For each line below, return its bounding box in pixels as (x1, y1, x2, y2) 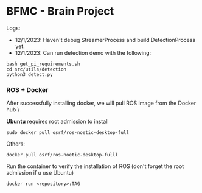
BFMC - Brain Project (6, 4, 114, 18)
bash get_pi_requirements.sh (6, 61, 80, 67)
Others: (6, 140, 26, 147)
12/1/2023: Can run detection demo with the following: (15, 49, 151, 56)
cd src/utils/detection (6, 66, 67, 72)
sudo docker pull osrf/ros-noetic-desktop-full (6, 130, 130, 136)
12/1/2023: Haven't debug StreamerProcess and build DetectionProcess (15, 36, 196, 43)
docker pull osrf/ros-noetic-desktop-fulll (6, 152, 119, 158)
